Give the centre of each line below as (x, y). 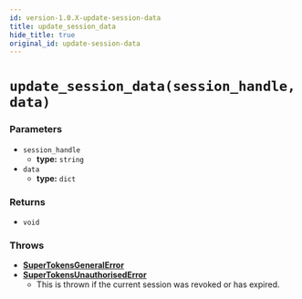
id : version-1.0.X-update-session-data (85, 18)
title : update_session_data (63, 26)
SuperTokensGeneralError (73, 265)
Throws (27, 245)
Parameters (36, 129)
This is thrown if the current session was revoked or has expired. (158, 284)
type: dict (56, 178)
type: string (60, 159)
